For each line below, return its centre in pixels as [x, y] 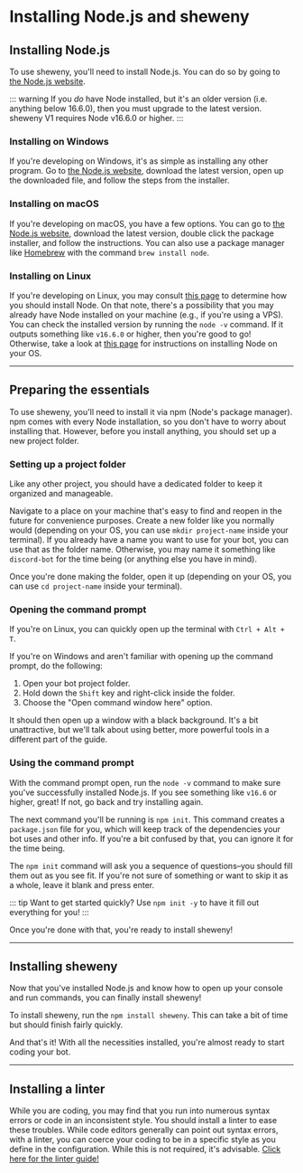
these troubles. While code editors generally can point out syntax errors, [144, 1130]
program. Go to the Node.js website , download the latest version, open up [147, 171]
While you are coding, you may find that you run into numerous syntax [140, 1111]
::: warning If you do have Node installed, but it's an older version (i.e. [138, 99]
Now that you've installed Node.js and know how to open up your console [147, 989]
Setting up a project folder [68, 464]
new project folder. [44, 440]
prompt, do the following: [56, 666]
